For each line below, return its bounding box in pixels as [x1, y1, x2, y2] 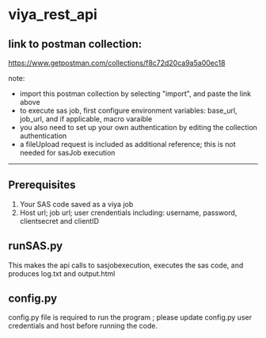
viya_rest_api [8, 6, 97, 24]
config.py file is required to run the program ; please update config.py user [8, 313, 252, 322]
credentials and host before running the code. [8, 321, 158, 331]
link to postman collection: [8, 37, 142, 51]
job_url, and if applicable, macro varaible [19, 114, 153, 124]
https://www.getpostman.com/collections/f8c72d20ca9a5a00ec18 [8, 58, 226, 67]
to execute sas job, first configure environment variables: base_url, [19, 106, 237, 115]
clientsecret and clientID [19, 216, 100, 225]
